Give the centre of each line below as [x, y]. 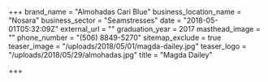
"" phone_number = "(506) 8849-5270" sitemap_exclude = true [115, 37]
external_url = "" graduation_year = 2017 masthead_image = [161, 29]
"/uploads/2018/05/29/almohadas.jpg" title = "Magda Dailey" [110, 55]
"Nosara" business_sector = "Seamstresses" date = [95, 20]
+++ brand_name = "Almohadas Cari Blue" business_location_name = [125, 12]
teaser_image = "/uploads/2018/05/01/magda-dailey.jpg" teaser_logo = [128, 46]
